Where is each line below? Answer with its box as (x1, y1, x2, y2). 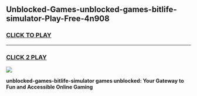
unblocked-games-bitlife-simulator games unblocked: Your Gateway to (6, 77, 184, 84)
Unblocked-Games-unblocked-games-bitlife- (6, 5, 177, 15)
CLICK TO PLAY (6, 31, 52, 40)
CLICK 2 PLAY (6, 53, 47, 61)
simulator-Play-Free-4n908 (6, 14, 110, 24)
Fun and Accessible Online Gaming (6, 83, 93, 90)
